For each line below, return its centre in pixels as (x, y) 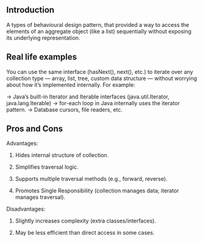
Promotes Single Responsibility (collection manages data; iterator (97, 191)
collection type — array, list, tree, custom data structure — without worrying (102, 78)
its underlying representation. (43, 38)
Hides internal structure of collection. (62, 155)
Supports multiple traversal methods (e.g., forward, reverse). (91, 179)
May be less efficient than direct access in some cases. (85, 233)
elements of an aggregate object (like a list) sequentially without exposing (99, 31)
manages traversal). (40, 197)
